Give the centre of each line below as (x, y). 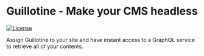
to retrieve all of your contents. (45, 46)
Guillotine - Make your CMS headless (102, 11)
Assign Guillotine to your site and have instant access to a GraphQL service (101, 40)
